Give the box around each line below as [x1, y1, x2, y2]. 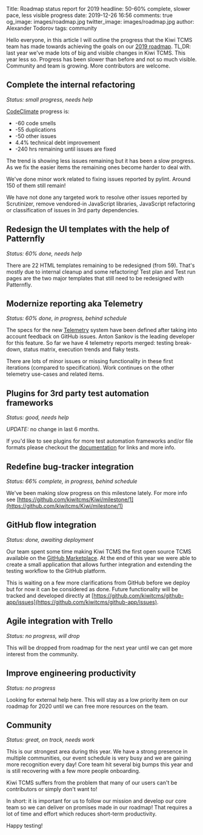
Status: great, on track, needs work [6, 736, 95, 744]
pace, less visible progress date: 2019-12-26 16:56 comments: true [6, 12, 173, 19]
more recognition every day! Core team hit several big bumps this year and [6, 761, 193, 768]
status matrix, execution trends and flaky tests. [23, 346, 141, 353]
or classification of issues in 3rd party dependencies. [6, 206, 139, 213]
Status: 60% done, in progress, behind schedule [6, 314, 127, 322]
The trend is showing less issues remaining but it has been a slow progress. [6, 157, 196, 164]
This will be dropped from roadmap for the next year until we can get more [6, 644, 193, 651]
